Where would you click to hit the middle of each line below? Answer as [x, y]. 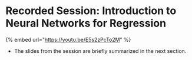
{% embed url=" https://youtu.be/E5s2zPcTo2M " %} [68, 39]
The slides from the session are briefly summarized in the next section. [100, 51]
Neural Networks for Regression [86, 23]
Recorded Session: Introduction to [91, 11]
